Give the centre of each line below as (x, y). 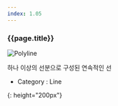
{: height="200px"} (35, 95)
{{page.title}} (31, 38)
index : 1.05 (24, 14)
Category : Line (39, 82)
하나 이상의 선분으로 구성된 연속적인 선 (59, 68)
